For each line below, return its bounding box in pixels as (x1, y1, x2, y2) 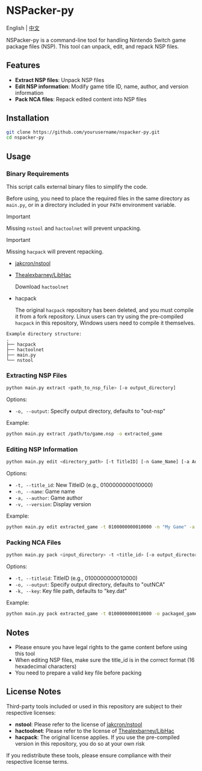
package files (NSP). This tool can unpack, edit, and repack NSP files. (6, 43, 179, 50)
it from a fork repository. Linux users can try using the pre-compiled (14, 313, 183, 320)
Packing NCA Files (6, 538, 61, 547)
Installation (6, 113, 49, 124)
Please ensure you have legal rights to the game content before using (14, 643, 188, 650)
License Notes (6, 687, 61, 697)
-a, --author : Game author (14, 494, 83, 501)
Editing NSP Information (6, 445, 78, 453)
